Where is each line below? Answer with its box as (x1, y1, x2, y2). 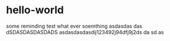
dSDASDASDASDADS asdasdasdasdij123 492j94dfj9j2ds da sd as (6, 28, 164, 35)
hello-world (6, 3, 64, 17)
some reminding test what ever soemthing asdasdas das (6, 23, 142, 29)
